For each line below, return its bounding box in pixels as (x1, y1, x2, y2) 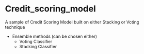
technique (5, 24, 25, 30)
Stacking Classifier (19, 43, 57, 49)
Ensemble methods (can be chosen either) (12, 33, 97, 39)
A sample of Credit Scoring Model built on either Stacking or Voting (5, 19, 140, 25)
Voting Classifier (19, 38, 52, 44)
